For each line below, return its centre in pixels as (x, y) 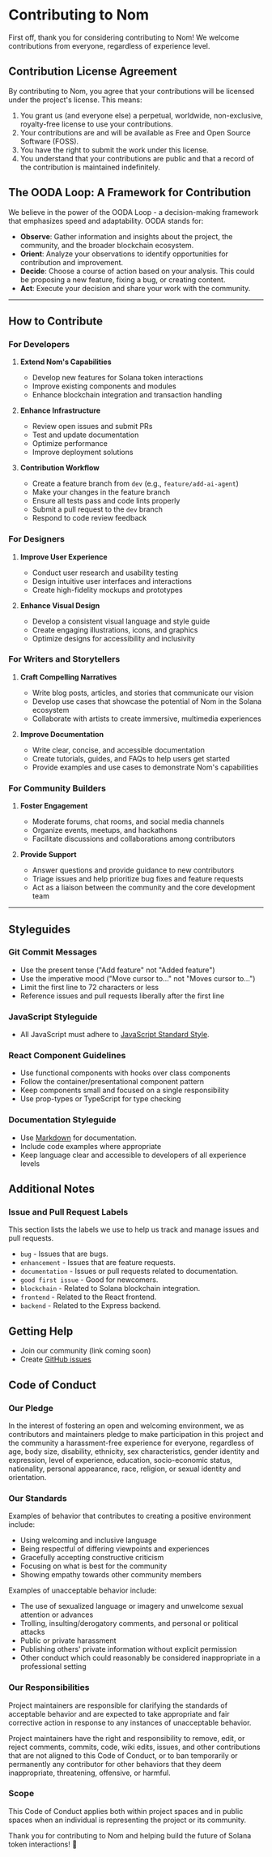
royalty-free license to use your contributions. (96, 124)
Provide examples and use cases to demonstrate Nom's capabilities (145, 767)
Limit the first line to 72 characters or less (89, 987)
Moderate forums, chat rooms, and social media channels (128, 821)
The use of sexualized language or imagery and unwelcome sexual (132, 1606)
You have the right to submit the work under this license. (114, 150)
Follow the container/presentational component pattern (112, 1082)
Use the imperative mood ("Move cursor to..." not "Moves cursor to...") (138, 978)
